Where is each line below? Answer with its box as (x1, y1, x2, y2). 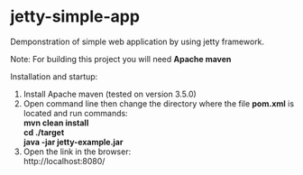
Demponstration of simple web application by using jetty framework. (10, 36, 265, 47)
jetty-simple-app (10, 6, 141, 27)
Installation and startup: (10, 70, 98, 82)
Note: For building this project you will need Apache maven (10, 53, 232, 64)
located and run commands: (23, 107, 129, 118)
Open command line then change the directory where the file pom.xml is (23, 97, 295, 109)
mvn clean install (23, 117, 89, 128)
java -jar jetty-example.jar (23, 136, 124, 147)
